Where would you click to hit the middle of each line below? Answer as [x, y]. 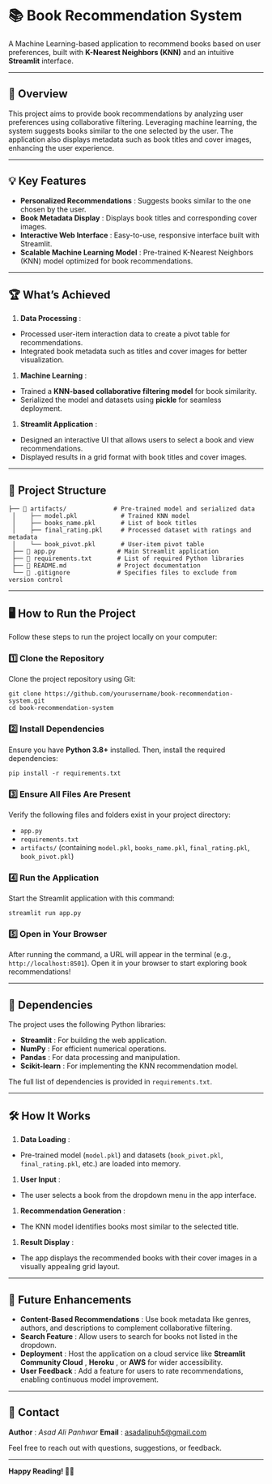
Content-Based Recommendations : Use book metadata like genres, [135, 1319]
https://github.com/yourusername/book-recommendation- [138, 694]
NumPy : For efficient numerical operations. [93, 1049]
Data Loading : [45, 1140]
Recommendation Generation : [72, 1211]
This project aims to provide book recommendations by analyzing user [126, 113]
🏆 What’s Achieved [59, 295]
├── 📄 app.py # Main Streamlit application [115, 552]
